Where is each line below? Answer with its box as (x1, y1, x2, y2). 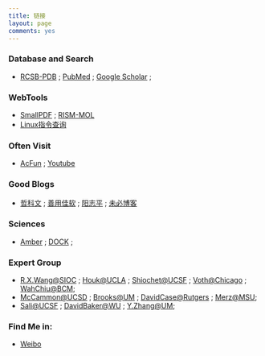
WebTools (8, 92, 48, 103)
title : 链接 (8, 11, 46, 20)
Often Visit (8, 140, 51, 151)
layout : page (8, 19, 52, 27)
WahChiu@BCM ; (19, 284, 75, 294)
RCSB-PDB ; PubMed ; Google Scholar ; (19, 72, 152, 81)
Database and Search (8, 53, 94, 64)
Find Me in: (8, 321, 53, 333)
